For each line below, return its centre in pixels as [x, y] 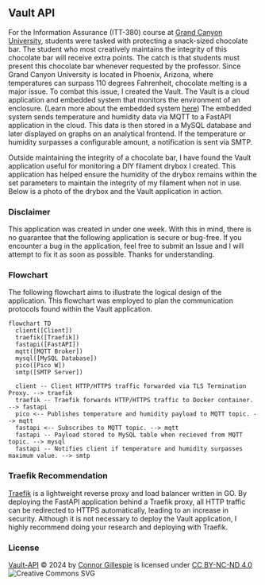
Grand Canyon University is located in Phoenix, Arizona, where [111, 74]
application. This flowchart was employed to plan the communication [121, 300]
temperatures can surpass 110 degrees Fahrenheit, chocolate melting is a [128, 83]
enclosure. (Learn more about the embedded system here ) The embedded [130, 108]
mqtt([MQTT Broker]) [49, 352]
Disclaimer [29, 211]
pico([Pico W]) [40, 366]
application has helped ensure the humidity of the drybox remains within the [133, 174]
